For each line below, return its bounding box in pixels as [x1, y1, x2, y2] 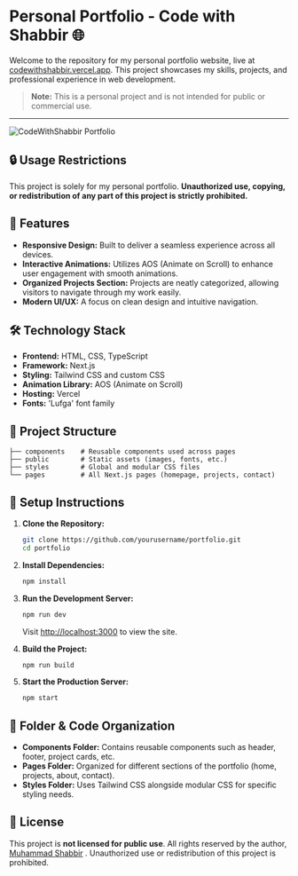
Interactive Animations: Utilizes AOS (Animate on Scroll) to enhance [21, 258, 273, 269]
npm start [21, 694, 59, 703]
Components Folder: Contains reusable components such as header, [21, 742, 277, 753]
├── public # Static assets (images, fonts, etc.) [9, 455, 228, 464]
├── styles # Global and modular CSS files [9, 463, 200, 472]
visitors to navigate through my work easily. [21, 287, 182, 297]
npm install [21, 577, 67, 586]
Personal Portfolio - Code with [9, 6, 236, 27]
